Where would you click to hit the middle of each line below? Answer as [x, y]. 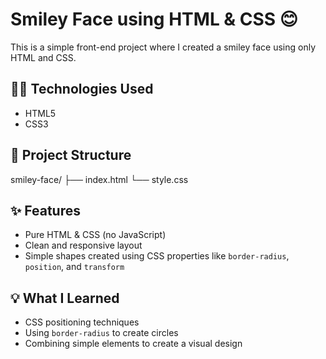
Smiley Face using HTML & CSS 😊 [154, 19]
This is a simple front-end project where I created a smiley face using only [163, 47]
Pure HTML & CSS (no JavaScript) [95, 235]
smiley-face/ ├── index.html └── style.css [99, 179]
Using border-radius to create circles [101, 333]
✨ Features [45, 210]
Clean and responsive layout [83, 245]
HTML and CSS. [43, 57]
